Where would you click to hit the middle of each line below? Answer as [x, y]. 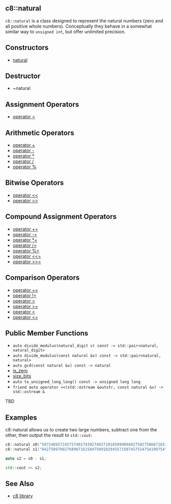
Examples [21, 417]
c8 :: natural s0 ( [22, 445]
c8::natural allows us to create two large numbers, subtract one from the [81, 430]
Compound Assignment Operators [61, 217]
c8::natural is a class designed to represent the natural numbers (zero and [84, 20]
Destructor [23, 76]
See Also [20, 484]
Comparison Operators [42, 278]
